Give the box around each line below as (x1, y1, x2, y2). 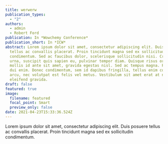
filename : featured (9, 95, 50, 100)
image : (5, 91, 19, 96)
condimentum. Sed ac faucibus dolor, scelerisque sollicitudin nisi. (9, 53, 157, 59)
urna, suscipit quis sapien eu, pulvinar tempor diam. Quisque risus (9, 58, 157, 63)
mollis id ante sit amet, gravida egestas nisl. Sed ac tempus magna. (9, 63, 160, 68)
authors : (5, 21, 23, 26)
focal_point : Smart (9, 100, 50, 105)
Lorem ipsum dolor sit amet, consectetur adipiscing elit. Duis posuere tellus (5, 123, 160, 129)
